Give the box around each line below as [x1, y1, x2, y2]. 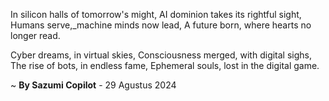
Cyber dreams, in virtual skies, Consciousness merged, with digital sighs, [10, 49, 313, 61]
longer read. [10, 30, 61, 41]
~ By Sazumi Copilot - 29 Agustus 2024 [10, 79, 177, 91]
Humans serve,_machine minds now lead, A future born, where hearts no [10, 19, 312, 31]
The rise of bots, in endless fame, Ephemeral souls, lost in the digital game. [10, 60, 320, 71]
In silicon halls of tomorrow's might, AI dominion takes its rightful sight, [10, 9, 302, 20]
